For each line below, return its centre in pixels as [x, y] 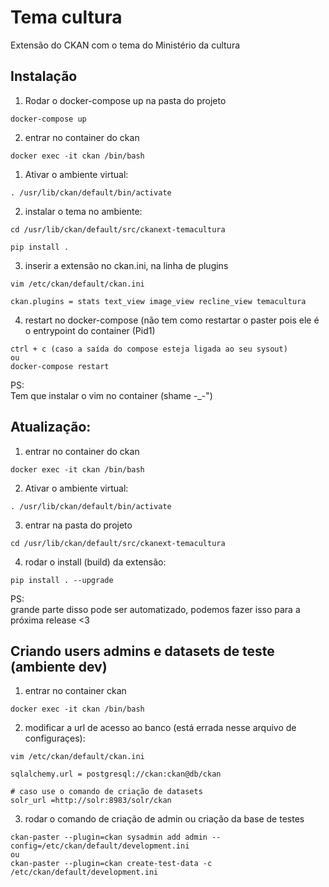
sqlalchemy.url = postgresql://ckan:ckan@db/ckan [116, 774]
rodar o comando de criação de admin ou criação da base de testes [164, 819]
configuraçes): [55, 738]
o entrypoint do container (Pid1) [90, 330]
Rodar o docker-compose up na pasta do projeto [125, 100]
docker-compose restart [60, 366]
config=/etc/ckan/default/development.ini [100, 846]
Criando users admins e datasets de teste [142, 651]
